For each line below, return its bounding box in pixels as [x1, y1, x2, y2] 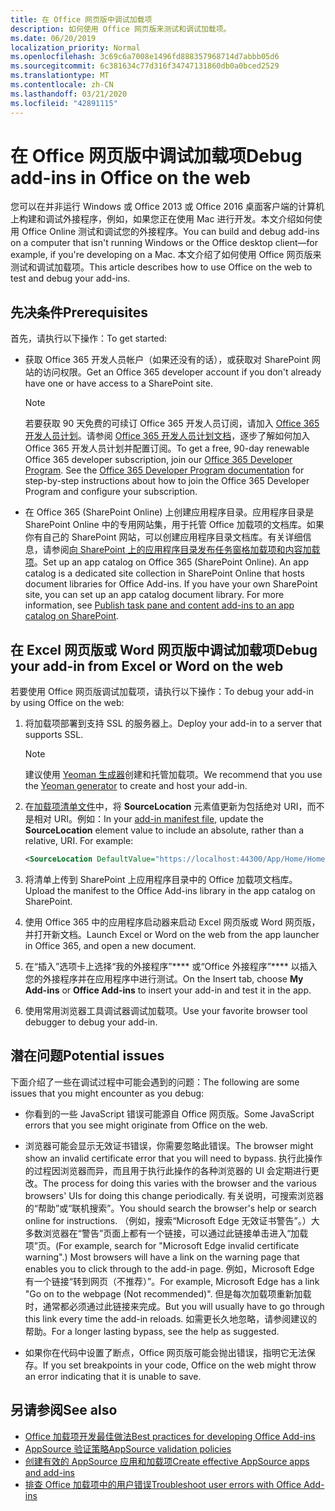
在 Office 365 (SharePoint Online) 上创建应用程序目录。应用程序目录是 [24, 506, 315, 518]
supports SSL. [24, 729, 84, 741]
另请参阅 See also [10, 1402, 118, 1419]
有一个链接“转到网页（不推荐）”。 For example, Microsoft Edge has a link [24, 1275, 320, 1287]
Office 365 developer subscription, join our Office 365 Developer [24, 454, 293, 466]
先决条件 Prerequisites [10, 304, 148, 321]
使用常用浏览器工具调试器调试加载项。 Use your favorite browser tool [24, 1004, 308, 1016]
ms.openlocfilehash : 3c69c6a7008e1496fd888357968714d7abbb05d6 [10, 52, 280, 62]
